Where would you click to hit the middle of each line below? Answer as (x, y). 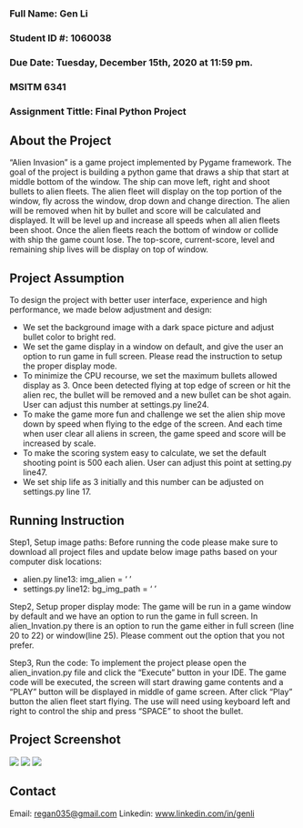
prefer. (22, 645)
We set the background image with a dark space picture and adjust (148, 328)
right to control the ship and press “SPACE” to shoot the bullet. (126, 712)
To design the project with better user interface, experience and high (138, 300)
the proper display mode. (70, 366)
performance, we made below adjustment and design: (111, 310)
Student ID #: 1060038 (61, 37)
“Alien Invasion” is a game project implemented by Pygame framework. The (151, 163)
